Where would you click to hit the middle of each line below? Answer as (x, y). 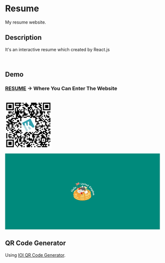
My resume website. (26, 22)
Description (23, 38)
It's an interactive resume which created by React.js (57, 49)
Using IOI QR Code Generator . (35, 255)
